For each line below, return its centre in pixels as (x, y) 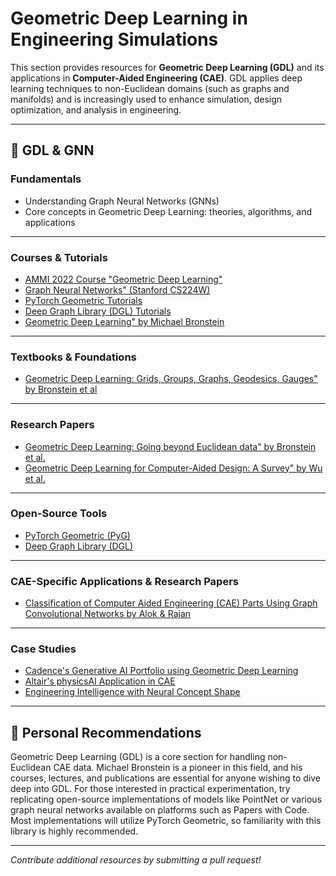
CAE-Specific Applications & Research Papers (124, 581)
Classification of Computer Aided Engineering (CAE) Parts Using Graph (171, 603)
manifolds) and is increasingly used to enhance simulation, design (146, 99)
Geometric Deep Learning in (129, 18)
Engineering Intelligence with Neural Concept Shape (132, 692)
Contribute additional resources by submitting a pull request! (136, 860)
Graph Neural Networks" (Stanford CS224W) (117, 289)
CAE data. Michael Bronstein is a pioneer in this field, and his (178, 768)
